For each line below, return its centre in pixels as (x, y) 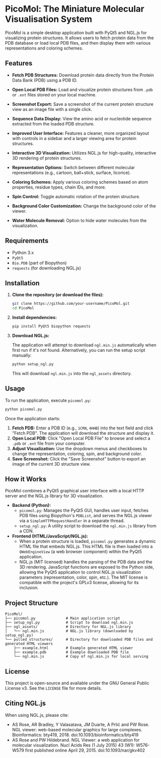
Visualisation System (49, 19)
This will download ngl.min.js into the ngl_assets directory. (72, 373)
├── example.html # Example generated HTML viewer (73, 648)
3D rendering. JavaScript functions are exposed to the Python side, (87, 567)
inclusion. (29, 588)
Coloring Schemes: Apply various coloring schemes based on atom (80, 182)
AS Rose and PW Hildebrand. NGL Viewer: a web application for (76, 740)
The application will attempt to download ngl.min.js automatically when (84, 345)
